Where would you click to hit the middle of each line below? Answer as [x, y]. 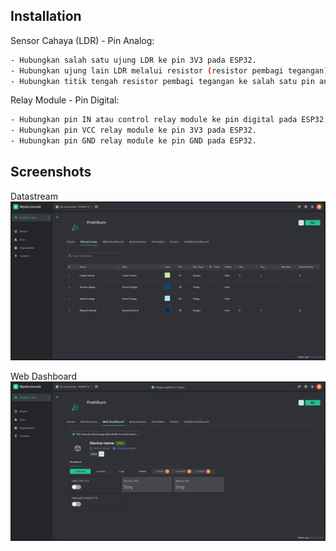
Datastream [34, 196]
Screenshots [51, 172]
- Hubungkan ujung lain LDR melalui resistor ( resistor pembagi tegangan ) [169, 70]
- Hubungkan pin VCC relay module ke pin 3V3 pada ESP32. [133, 130]
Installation [46, 16]
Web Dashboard [43, 376]
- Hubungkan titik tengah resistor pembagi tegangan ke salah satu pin [162, 81]
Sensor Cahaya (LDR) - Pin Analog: [82, 40]
